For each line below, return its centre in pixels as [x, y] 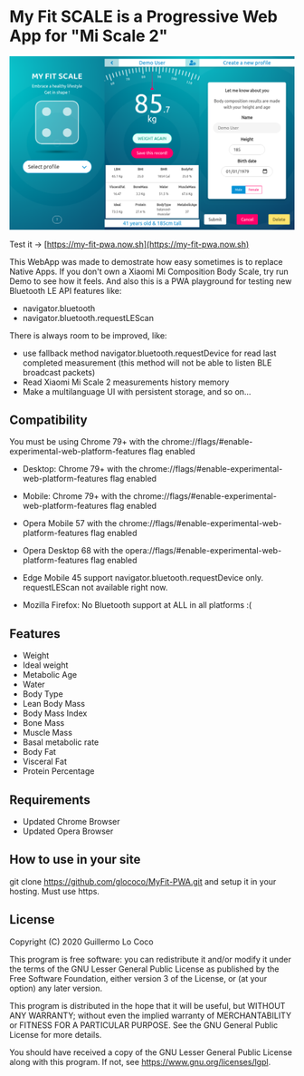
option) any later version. [56, 988]
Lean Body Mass [54, 704]
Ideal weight [45, 665]
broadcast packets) [59, 372]
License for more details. [56, 1034]
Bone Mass [43, 723]
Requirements [50, 800]
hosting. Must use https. [54, 891]
